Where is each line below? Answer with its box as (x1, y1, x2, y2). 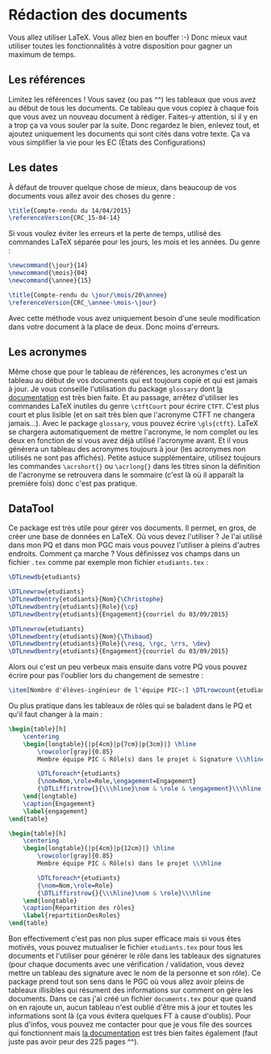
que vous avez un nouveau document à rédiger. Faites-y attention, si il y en (8, 112, 258, 121)
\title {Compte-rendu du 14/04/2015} (8, 206, 131, 215)
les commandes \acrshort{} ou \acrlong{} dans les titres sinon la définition (8, 461, 261, 470)
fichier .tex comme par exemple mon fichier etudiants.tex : (8, 558, 209, 567)
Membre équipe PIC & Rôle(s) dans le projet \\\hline (37, 859, 222, 868)
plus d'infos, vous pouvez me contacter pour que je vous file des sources (8, 1020, 252, 1030)
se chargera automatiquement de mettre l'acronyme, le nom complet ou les (8, 427, 259, 436)
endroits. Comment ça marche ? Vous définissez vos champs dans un (8, 549, 240, 559)
